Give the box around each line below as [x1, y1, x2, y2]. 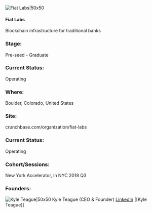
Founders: [5, 185, 31, 192]
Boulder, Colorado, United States [5, 100, 74, 106]
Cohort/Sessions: [5, 161, 50, 168]
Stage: [5, 40, 22, 48]
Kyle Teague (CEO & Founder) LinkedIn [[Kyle [52, 196, 147, 202]
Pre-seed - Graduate [5, 52, 49, 58]
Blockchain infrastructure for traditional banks [5, 28, 101, 34]
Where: [5, 89, 24, 96]
